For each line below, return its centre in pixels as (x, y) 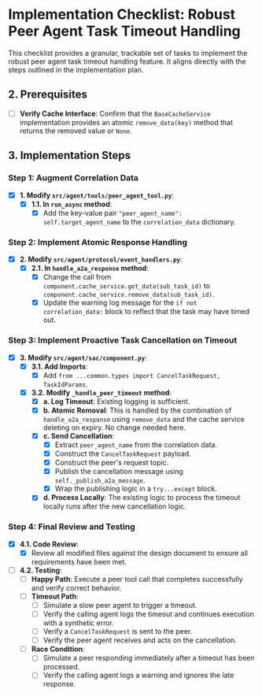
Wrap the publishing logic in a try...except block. (136, 489)
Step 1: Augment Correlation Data (74, 178)
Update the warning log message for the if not (120, 303)
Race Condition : (58, 649)
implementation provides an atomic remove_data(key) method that (126, 122)
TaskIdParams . (65, 384)
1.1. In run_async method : (72, 204)
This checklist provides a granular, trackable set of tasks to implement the (128, 53)
